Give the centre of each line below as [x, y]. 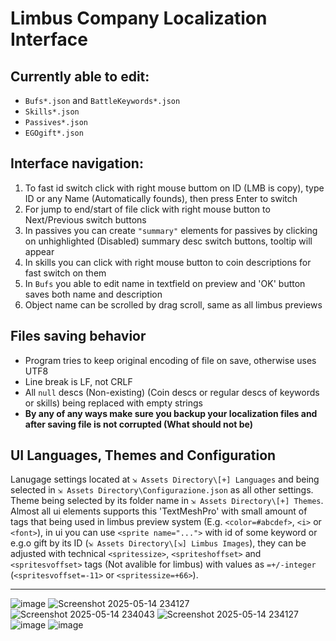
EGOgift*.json [54, 133]
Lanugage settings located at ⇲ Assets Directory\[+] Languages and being [165, 479]
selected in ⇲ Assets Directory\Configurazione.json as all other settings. [162, 490]
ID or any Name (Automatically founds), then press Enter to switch [161, 198]
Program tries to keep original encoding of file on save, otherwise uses [170, 360]
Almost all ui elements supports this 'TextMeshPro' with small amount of [159, 511]
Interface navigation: [77, 163]
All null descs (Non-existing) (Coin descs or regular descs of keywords [172, 392]
